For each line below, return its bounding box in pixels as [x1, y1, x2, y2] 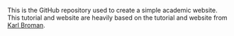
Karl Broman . [7, 21, 46, 29]
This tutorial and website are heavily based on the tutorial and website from [7, 13, 228, 22]
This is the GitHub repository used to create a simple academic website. [7, 6, 218, 14]
